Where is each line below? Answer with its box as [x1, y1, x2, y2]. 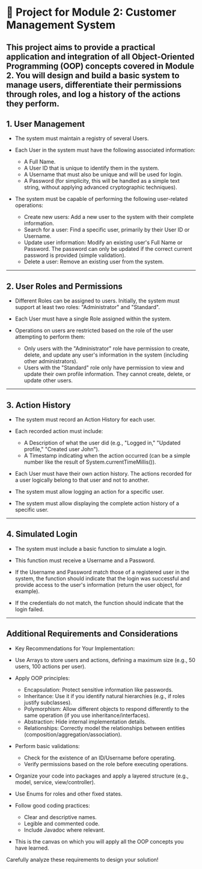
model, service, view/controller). [14, 778, 96, 785]
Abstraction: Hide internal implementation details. [23, 718, 147, 725]
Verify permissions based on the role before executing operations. [23, 760, 188, 767]
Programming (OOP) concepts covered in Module [6, 61, 195, 71]
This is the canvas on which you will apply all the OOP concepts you [14, 838, 184, 845]
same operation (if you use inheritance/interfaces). [23, 711, 150, 719]
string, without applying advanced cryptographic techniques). [23, 183, 177, 191]
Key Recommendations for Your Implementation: [14, 645, 135, 652]
